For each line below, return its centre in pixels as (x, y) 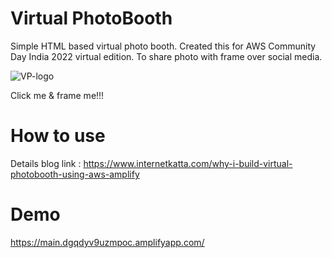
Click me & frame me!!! (57, 95)
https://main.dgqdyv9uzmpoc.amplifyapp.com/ (107, 242)
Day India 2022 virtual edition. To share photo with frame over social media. (166, 56)
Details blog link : (46, 163)
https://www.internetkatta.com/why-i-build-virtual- (188, 163)
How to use (58, 136)
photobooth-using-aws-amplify (75, 174)
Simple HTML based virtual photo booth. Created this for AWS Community (163, 46)
